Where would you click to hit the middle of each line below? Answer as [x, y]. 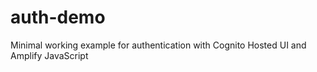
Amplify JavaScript [49, 55]
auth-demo [58, 17]
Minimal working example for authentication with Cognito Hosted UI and [158, 45]
